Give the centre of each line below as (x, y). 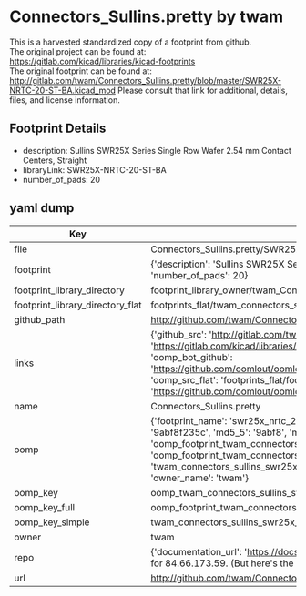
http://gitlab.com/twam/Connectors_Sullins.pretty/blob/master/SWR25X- (146, 80)
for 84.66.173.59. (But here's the (222, 563)
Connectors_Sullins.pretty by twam (147, 17)
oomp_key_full (45, 507)
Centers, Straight (55, 160)
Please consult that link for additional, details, (203, 90)
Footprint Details (58, 129)
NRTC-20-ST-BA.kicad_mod (63, 90)
